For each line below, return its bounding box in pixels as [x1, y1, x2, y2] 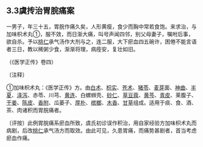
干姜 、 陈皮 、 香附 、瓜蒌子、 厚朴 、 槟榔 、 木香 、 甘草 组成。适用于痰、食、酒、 [6, 99, 197, 106]
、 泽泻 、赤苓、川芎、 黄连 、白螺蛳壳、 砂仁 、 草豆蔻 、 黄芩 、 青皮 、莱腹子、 [11, 91, 197, 98]
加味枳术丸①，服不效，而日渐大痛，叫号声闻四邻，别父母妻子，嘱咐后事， [6, 30, 194, 37]
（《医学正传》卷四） [6, 58, 57, 65]
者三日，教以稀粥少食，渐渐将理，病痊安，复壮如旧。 [6, 45, 139, 52]
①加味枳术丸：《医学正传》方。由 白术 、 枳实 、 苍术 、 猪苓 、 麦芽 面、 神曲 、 [6, 84, 192, 91]
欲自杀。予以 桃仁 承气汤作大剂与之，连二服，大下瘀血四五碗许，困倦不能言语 [6, 38, 197, 45]
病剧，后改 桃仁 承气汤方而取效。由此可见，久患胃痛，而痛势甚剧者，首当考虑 [6, 127, 197, 134]
